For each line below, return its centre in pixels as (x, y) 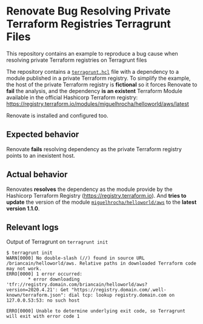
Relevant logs (32, 227)
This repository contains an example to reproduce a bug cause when (92, 53)
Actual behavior (37, 174)
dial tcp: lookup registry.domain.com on (121, 295)
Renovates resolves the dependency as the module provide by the (89, 189)
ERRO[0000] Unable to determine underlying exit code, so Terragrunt (96, 311)
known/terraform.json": (36, 295)
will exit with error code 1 (43, 316)
